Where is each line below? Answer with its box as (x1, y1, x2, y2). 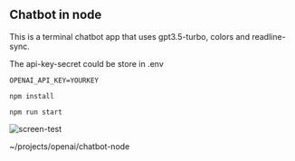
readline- (252, 31, 287, 42)
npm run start (9, 108, 63, 117)
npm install (9, 91, 54, 100)
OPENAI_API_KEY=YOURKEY (9, 76, 100, 85)
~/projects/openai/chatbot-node (9, 140, 130, 152)
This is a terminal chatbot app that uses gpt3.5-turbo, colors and (9, 31, 251, 42)
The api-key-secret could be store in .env (9, 58, 165, 69)
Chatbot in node (9, 7, 102, 23)
